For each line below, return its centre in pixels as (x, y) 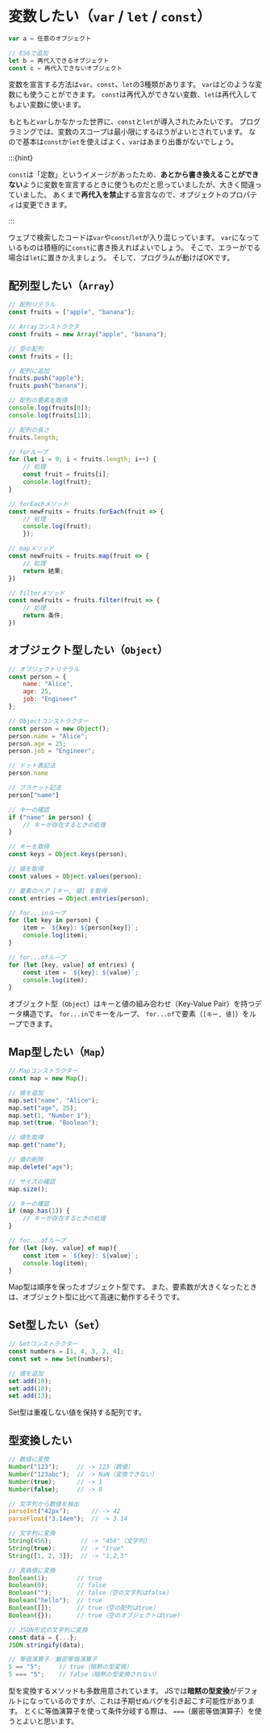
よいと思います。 (50, 1721)
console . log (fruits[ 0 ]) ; (50, 408)
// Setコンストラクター (43, 1344)
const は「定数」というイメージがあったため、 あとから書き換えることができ (134, 175)
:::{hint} (21, 158)
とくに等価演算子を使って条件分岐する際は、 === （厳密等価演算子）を (139, 1711)
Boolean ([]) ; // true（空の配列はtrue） (84, 1608)
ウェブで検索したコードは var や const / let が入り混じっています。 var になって (134, 238)
